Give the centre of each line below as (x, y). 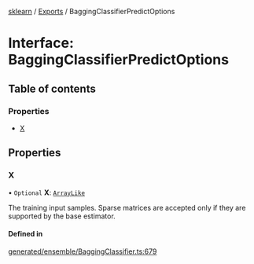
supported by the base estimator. (62, 216)
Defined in (26, 234)
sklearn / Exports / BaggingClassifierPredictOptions (92, 11)
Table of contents (52, 88)
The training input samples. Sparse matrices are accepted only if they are (127, 207)
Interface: (41, 43)
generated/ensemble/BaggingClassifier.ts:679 (83, 251)
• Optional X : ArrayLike (46, 192)
